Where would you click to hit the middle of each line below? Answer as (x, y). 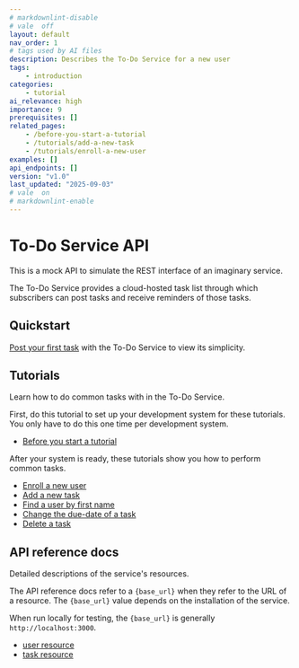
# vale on (30, 193)
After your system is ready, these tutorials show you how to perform (135, 459)
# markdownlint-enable (52, 202)
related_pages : (38, 127)
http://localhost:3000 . (53, 628)
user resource (48, 645)
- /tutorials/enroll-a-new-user (86, 151)
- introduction (54, 76)
